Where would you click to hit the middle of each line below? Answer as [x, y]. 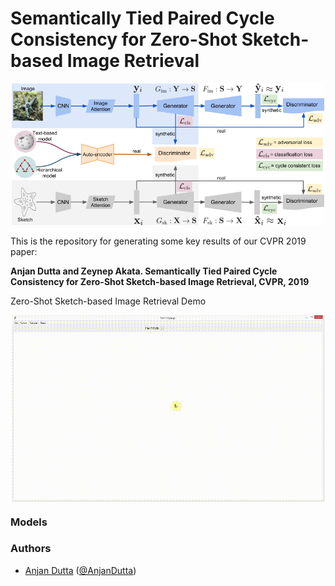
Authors [31, 549]
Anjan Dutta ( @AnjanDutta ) [80, 570]
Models [29, 522]
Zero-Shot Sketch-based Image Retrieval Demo [108, 301]
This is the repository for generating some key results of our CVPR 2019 [158, 241]
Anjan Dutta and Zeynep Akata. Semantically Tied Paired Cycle [144, 271]
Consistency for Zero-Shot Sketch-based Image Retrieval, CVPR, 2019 [160, 281]
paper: [24, 251]
